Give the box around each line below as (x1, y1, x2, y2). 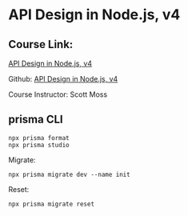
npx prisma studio (8, 141, 70, 149)
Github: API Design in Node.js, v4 (8, 74, 118, 83)
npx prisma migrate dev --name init (8, 170, 130, 178)
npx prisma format (8, 134, 70, 142)
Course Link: (8, 38, 74, 51)
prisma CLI (8, 113, 63, 126)
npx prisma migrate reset (8, 200, 94, 208)
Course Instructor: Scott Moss (8, 90, 108, 99)
